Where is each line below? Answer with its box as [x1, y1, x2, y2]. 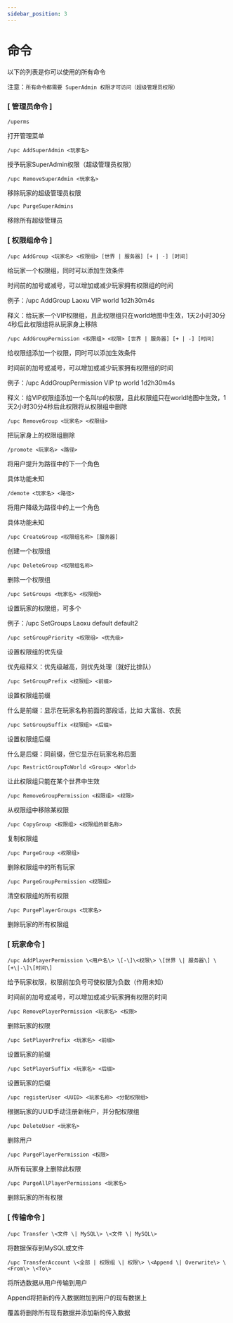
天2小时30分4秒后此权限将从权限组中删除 [7, 402, 128, 411]
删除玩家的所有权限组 [7, 920, 69, 928]
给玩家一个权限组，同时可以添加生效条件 [7, 266, 124, 275]
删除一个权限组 [7, 576, 51, 584]
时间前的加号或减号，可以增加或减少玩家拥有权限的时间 [7, 993, 167, 1001]
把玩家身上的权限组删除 [7, 431, 75, 440]
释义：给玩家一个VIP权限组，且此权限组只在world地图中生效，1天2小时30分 [7, 311, 226, 320]
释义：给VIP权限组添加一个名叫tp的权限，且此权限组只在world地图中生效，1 [7, 394, 227, 402]
